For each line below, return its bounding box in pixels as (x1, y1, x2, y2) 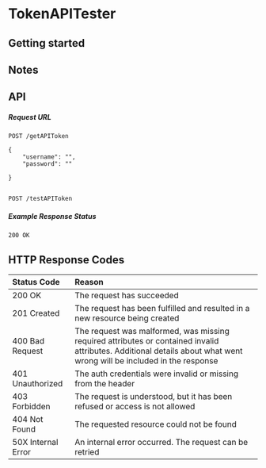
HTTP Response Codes (8, 253, 125, 267)
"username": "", (22, 153, 77, 161)
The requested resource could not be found (74, 419, 237, 430)
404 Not (12, 414, 44, 425)
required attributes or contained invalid (74, 336, 219, 347)
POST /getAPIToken (8, 132, 69, 140)
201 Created (12, 308, 60, 319)
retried (74, 447, 100, 458)
